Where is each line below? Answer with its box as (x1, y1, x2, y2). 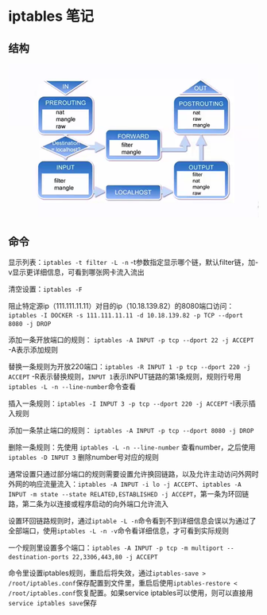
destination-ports (8, 554, 69, 562)
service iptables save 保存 (8, 598, 98, 608)
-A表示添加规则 (8, 345, 58, 355)
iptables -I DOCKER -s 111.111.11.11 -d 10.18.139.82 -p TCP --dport (8, 312, 244, 320)
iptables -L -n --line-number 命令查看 (8, 382, 137, 391)
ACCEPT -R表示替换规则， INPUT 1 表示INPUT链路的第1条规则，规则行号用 (8, 372, 242, 382)
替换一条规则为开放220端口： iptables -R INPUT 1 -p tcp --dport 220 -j (8, 362, 251, 372)
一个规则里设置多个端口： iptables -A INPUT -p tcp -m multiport (8, 543, 224, 553)
